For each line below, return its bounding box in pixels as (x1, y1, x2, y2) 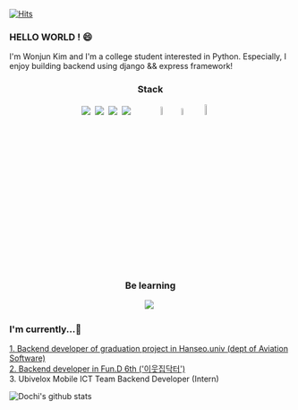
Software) (9, 353, 47, 363)
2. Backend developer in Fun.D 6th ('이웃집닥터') (9, 363, 186, 374)
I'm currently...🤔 (9, 323, 82, 336)
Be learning (124, 279, 176, 292)
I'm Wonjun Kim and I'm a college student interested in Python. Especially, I (9, 51, 287, 62)
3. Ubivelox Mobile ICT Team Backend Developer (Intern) (9, 373, 219, 385)
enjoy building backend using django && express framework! (9, 61, 234, 72)
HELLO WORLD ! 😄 (9, 31, 92, 43)
